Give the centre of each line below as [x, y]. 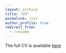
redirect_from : [20, 27]
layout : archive [21, 9]
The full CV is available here [33, 46]
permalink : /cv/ [21, 18]
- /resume [19, 32]
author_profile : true [27, 23]
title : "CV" [17, 14]
